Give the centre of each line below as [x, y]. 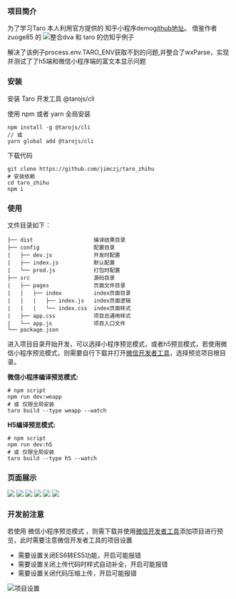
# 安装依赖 [21, 177]
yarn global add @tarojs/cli [51, 141]
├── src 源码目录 [61, 278]
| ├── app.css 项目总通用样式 [69, 316]
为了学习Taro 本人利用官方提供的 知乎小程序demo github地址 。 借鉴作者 [112, 28]
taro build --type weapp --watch [57, 410]
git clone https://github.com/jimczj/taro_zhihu [81, 169]
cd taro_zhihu [29, 183]
